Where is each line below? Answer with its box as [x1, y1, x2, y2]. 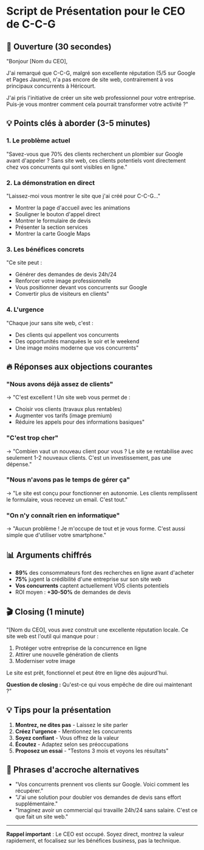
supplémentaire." [15, 800, 58, 807]
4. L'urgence [6, 306, 44, 314]
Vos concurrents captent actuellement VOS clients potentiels [15, 581, 169, 589]
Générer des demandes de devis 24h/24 [15, 271, 117, 278]
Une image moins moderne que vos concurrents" [15, 344, 139, 351]
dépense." [6, 460, 32, 468]
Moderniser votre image [15, 657, 76, 664]
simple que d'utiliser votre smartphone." [6, 532, 106, 539]
